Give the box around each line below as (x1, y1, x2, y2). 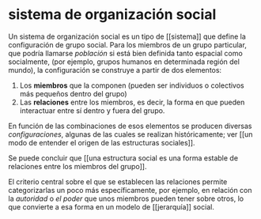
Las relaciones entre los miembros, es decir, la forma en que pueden (19, 97, 245, 107)
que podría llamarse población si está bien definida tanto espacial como (8, 48, 243, 58)
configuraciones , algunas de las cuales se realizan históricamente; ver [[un (8, 129, 253, 139)
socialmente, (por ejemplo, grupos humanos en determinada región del (8, 57, 240, 66)
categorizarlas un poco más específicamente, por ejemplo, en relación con (8, 185, 252, 194)
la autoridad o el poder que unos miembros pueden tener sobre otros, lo (8, 194, 244, 203)
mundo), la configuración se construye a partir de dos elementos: (8, 65, 222, 74)
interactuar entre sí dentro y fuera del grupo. (19, 105, 165, 115)
